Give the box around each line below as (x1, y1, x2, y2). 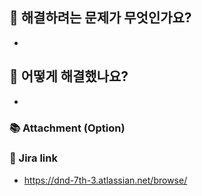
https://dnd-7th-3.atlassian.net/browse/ (23, 174, 188, 186)
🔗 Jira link (9, 151, 58, 165)
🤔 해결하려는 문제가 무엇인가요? (9, 9, 192, 27)
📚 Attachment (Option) (9, 121, 126, 135)
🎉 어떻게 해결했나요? (9, 68, 129, 85)
